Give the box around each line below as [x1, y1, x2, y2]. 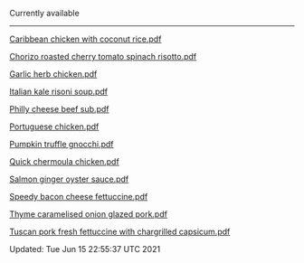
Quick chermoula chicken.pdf [9, 156, 119, 166]
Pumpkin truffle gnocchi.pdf [9, 139, 115, 149]
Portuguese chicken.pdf [9, 121, 100, 132]
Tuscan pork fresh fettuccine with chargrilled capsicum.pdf [9, 226, 231, 237]
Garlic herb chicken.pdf [9, 69, 98, 80]
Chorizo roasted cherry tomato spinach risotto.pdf [9, 52, 197, 61]
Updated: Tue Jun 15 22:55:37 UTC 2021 [9, 244, 161, 254]
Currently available [9, 8, 80, 18]
